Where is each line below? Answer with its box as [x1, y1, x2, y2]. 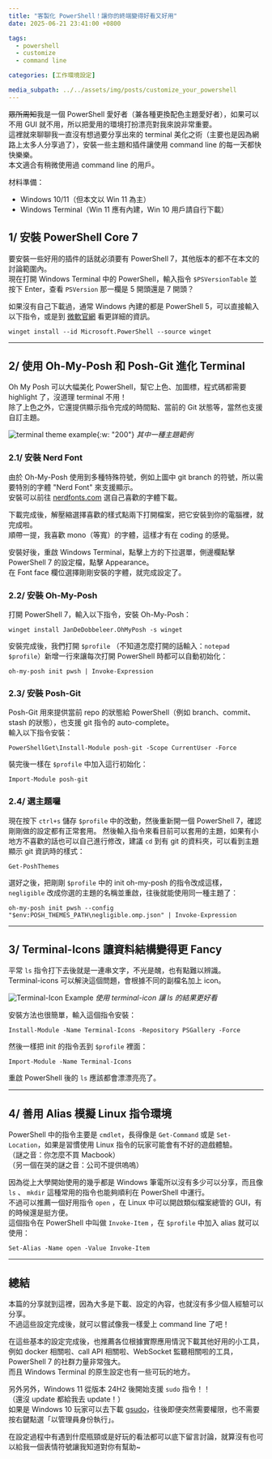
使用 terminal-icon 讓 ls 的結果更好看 [95, 993, 218, 1002]
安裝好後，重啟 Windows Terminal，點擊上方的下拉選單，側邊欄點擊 [8, 547, 236, 556]
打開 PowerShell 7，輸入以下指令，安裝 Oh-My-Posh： [8, 609, 192, 619]
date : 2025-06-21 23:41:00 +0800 [8, 19, 121, 28]
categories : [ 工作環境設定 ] [8, 71, 96, 79]
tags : [8, 34, 27, 42]
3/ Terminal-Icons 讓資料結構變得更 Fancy [8, 942, 223, 956]
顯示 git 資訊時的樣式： [8, 846, 85, 856]
